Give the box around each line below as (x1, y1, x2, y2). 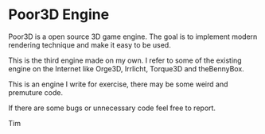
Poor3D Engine (8, 6, 110, 24)
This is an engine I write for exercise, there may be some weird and (8, 79, 228, 89)
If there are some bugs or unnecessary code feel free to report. (8, 103, 216, 113)
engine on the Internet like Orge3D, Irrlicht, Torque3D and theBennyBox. (8, 63, 244, 73)
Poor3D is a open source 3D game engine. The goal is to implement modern (8, 32, 258, 41)
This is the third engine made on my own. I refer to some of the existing (8, 56, 242, 65)
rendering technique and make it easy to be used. (8, 40, 171, 49)
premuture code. (8, 87, 64, 97)
